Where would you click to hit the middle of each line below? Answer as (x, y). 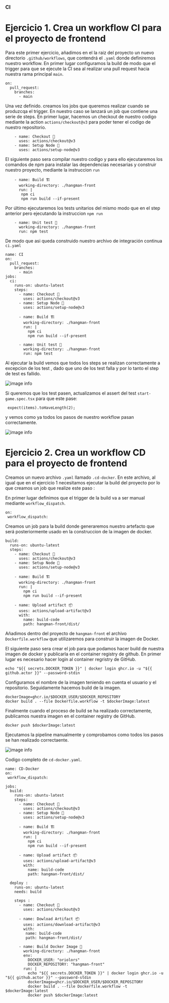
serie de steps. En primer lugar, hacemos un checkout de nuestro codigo (81, 117)
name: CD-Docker (22, 769)
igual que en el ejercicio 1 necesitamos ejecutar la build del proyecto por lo (83, 482)
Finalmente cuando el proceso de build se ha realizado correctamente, (79, 710)
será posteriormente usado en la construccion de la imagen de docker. (79, 531)
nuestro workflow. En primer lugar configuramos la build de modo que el (80, 63)
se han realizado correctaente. (37, 740)
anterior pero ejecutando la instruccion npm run (54, 213)
